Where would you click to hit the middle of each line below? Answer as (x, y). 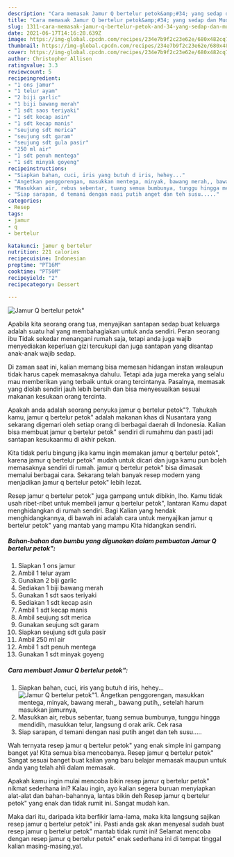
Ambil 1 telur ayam (44, 573)
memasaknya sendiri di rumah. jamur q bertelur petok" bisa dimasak (106, 467)
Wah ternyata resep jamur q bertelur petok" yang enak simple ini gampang (115, 746)
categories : (25, 201)
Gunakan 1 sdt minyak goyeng (61, 654)
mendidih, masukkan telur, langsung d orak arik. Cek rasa (100, 725)
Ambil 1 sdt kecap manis (52, 610)
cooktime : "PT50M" (34, 272)
